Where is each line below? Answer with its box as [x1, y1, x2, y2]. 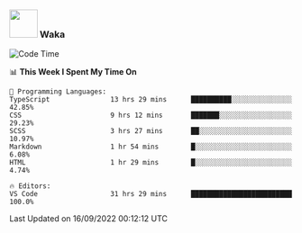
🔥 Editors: [9, 182, 51, 191]
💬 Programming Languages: [9, 87, 106, 96]
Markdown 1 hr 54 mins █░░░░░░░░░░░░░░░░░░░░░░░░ [9, 142, 293, 152]
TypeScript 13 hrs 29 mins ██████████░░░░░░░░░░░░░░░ [9, 95, 293, 104]
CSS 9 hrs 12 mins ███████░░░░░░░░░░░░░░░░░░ [9, 111, 293, 121]
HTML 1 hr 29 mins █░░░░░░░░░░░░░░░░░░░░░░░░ [9, 158, 293, 167]
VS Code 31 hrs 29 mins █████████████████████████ [9, 190, 293, 199]
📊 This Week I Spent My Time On [9, 67, 137, 77]
